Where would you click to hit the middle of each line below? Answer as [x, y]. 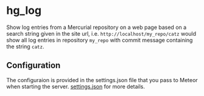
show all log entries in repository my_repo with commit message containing [100, 40]
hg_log [24, 11]
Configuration [33, 66]
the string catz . [25, 46]
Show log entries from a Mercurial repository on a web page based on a [97, 27]
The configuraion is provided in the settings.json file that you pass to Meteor [102, 80]
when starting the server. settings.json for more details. [76, 86]
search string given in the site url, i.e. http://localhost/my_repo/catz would [101, 33]
